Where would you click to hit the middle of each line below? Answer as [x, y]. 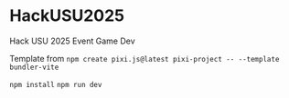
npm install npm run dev [56, 84]
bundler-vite [34, 67]
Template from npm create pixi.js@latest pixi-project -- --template [144, 58]
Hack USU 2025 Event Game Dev [72, 41]
